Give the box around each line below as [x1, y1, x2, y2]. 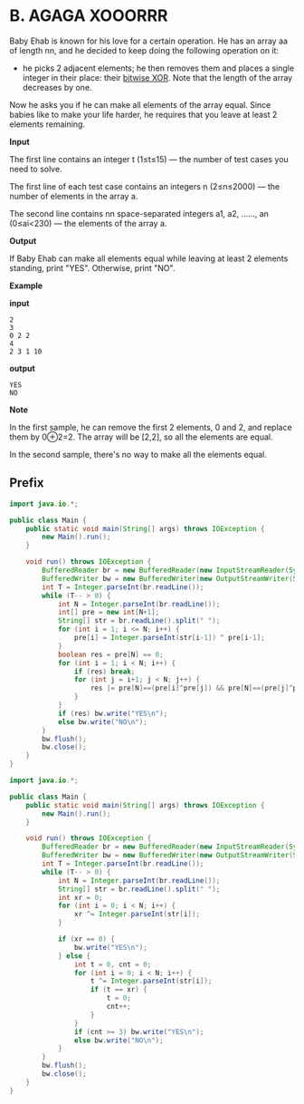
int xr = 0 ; [57, 893, 103, 902]
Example [9, 280, 43, 291]
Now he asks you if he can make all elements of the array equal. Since [9, 99, 271, 110]
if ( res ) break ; [73, 667, 136, 676]
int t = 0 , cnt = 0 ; [73, 960, 152, 969]
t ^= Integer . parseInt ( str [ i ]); [90, 976, 213, 986]
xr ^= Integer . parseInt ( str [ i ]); [73, 910, 201, 919]
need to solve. [9, 163, 62, 174]
